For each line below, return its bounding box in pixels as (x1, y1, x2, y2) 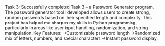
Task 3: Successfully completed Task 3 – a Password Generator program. (5, 4, 154, 10)
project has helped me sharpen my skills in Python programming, (5, 20, 137, 25)
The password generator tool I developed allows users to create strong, (5, 9, 150, 15)
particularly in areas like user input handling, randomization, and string (5, 25, 148, 31)
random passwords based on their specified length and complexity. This (5, 15, 152, 20)
